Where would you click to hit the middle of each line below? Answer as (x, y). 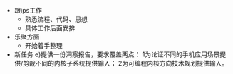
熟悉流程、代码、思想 (56, 19)
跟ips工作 (28, 10)
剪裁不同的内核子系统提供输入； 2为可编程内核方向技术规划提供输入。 (125, 63)
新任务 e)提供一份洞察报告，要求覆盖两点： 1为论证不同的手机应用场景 (117, 54)
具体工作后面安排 (50, 28)
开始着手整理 (43, 45)
